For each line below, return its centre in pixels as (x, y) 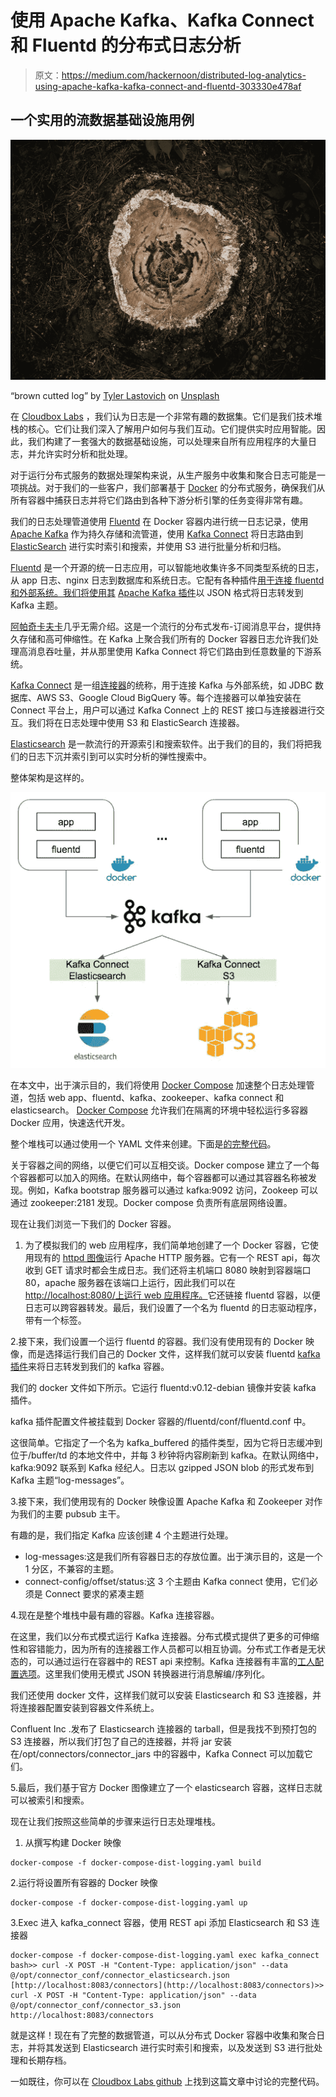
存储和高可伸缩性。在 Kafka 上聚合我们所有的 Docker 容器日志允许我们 (164, 639)
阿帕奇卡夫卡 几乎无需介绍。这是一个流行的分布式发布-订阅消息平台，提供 (161, 627)
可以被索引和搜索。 (50, 1800)
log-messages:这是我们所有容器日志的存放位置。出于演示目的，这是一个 (173, 1556)
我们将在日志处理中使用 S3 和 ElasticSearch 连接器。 (136, 723)
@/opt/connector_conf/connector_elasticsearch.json (120, 1975)
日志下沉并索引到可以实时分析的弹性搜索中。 (119, 757)
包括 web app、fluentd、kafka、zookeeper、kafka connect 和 (156, 1097)
